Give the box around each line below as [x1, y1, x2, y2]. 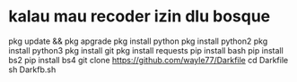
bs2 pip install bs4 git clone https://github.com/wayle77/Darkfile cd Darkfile [8, 54, 289, 65]
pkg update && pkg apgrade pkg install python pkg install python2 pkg [8, 36, 268, 46]
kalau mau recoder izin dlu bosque [8, 6, 271, 27]
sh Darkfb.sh [8, 64, 57, 75]
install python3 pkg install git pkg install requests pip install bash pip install [8, 45, 284, 55]
